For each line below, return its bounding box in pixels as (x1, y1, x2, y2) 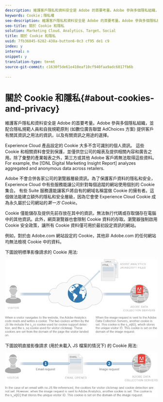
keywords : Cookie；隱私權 (5, 13, 55, 18)
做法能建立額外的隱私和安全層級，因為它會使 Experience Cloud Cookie (9, 194, 151, 200)
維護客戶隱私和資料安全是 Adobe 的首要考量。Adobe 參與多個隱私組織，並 (5, 120, 154, 126)
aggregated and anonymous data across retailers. (5, 166, 105, 172)
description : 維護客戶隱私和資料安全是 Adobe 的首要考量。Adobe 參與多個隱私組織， (5, 8, 159, 13)
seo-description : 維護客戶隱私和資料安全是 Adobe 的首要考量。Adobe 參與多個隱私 (5, 18, 157, 23)
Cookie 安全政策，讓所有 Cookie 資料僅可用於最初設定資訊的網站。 (5, 222, 139, 229)
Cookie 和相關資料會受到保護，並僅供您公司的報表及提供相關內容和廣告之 (5, 149, 152, 154)
